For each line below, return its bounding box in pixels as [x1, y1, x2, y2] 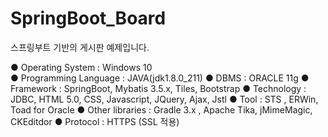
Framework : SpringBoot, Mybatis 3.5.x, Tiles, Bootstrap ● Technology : [10, 82, 307, 94]
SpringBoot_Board [10, 7, 167, 30]
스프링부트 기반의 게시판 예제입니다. [10, 41, 150, 53]
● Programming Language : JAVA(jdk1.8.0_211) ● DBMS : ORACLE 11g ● [10, 72, 310, 84]
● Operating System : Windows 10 [10, 61, 153, 73]
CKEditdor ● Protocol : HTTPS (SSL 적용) [10, 115, 180, 127]
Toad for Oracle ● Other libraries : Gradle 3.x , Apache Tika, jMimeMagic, [10, 103, 313, 116]
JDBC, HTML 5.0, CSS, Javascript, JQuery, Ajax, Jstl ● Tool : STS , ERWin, [10, 93, 319, 105]
